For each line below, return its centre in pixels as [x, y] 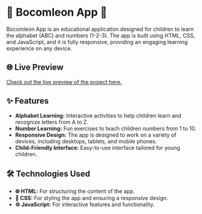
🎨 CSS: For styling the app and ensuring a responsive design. [91, 198]
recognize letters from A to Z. [52, 122]
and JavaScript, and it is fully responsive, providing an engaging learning [97, 42]
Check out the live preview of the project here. [64, 82]
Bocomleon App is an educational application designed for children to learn [100, 29]
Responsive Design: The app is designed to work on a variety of [96, 135]
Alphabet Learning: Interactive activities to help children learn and [98, 115]
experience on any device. [39, 48]
